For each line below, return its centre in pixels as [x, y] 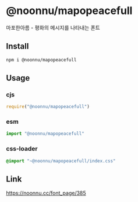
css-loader [22, 149]
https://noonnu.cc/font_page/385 [46, 193]
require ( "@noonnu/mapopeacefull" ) [48, 107]
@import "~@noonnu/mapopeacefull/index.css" [61, 161]
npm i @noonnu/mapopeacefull [41, 60]
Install [17, 46]
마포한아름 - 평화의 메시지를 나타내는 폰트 [53, 27]
